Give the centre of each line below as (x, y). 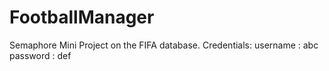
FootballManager (82, 17)
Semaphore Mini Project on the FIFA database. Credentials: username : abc (164, 45)
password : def (40, 55)
